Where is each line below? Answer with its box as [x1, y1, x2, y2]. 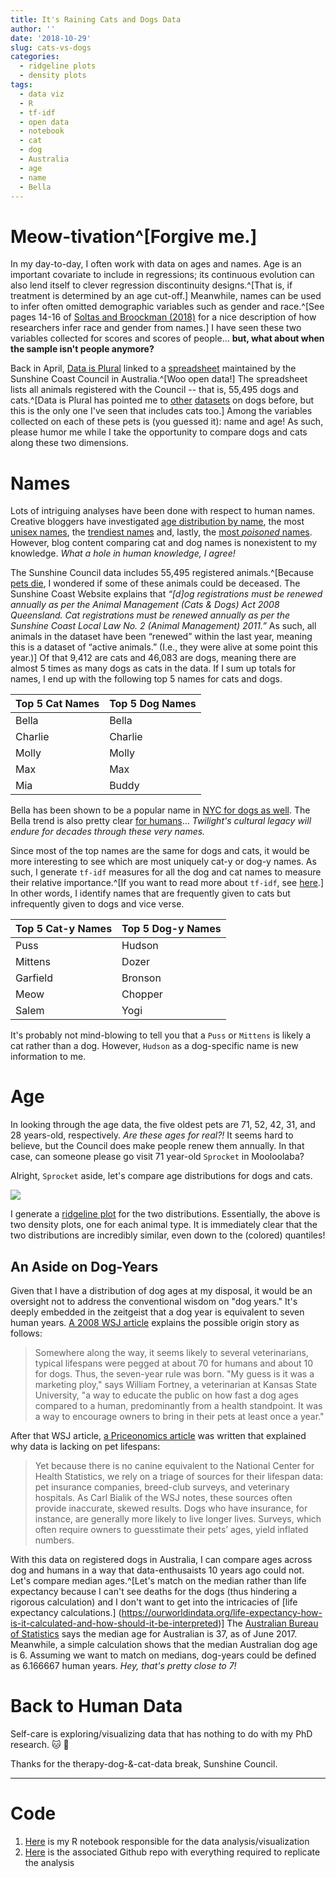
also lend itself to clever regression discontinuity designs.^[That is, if [10, 279, 293, 291]
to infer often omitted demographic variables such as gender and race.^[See [10, 301, 325, 313]
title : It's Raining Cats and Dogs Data [10, 14, 182, 25]
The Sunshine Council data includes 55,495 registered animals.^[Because [10, 567, 314, 579]
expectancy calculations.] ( [10, 1607, 122, 1618]
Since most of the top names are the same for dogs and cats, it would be [10, 845, 310, 857]
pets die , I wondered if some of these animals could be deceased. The [10, 577, 301, 590]
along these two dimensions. [10, 437, 129, 449]
